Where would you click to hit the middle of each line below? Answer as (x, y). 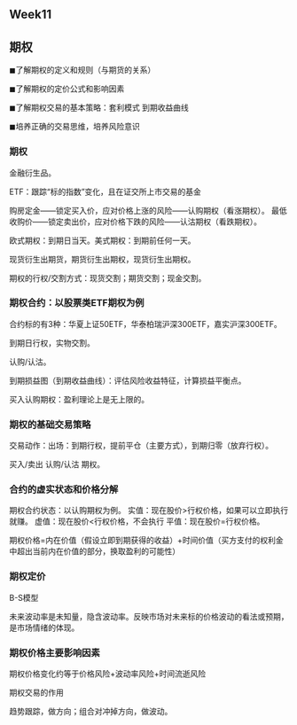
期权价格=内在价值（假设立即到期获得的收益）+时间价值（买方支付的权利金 (146, 541)
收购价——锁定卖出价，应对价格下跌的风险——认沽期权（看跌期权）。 (135, 222)
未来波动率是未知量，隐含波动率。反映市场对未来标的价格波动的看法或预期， (149, 616)
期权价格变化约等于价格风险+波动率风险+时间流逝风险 (108, 674)
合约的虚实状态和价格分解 (64, 489)
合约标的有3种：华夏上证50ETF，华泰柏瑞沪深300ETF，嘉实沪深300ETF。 (145, 324)
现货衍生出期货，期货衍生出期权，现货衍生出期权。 (102, 259)
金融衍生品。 (32, 173)
